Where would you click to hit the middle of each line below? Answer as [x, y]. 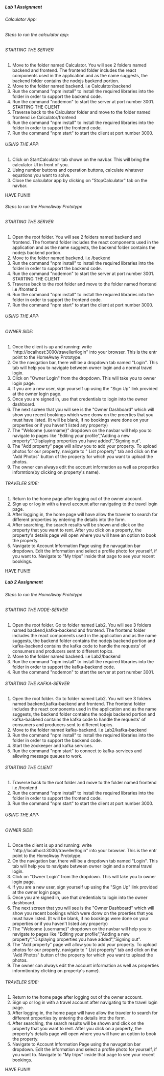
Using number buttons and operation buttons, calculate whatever [78, 170]
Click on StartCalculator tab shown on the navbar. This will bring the [81, 159]
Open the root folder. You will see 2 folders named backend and [76, 237]
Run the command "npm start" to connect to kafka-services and [77, 751]
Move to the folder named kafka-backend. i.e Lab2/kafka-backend [79, 730]
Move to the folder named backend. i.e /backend [61, 258]
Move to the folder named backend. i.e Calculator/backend [71, 86]
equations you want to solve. [41, 175]
